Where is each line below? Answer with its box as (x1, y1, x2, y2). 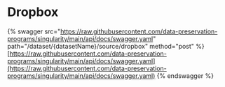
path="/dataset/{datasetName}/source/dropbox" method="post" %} (7, 42, 205, 50)
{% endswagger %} (156, 71, 214, 80)
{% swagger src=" (7, 27, 61, 35)
